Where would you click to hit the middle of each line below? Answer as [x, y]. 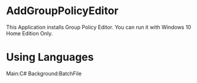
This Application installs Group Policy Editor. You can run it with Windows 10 [98, 27]
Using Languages [50, 57]
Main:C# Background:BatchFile [44, 73]
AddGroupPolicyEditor [62, 11]
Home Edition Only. [30, 33]
